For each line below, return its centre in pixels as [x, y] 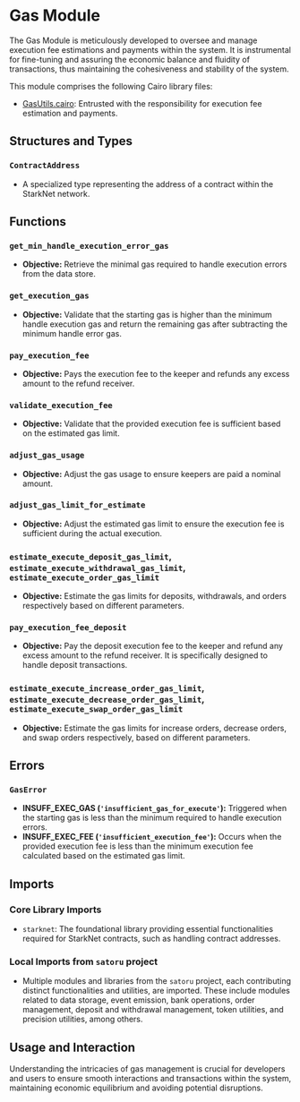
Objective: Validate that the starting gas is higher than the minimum [147, 314]
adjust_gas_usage [47, 456]
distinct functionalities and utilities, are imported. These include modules [156, 991]
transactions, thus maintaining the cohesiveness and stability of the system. [149, 69]
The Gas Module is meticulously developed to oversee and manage [133, 40]
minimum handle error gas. [72, 333]
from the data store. [59, 274]
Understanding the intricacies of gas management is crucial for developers [147, 1069]
